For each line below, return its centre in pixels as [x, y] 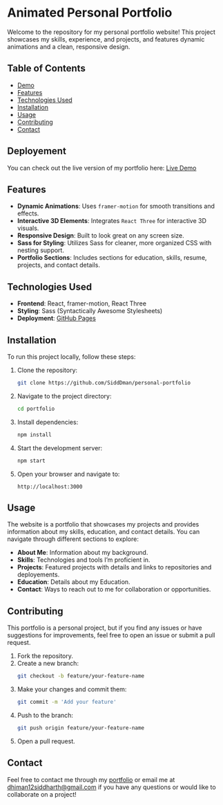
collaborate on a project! [42, 794]
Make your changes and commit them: [72, 689]
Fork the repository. [45, 656]
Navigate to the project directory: [64, 396]
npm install [34, 434]
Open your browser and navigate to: [68, 474]
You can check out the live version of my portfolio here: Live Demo [102, 168]
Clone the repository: [47, 370]
